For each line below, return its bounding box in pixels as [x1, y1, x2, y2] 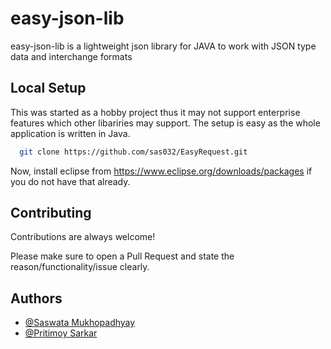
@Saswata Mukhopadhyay [24, 317, 136, 329]
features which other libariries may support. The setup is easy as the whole [10, 117, 321, 129]
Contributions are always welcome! [10, 231, 156, 243]
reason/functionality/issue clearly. [10, 261, 150, 273]
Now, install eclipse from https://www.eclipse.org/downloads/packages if [10, 165, 313, 177]
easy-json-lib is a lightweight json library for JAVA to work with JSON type [10, 40, 317, 52]
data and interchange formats [10, 50, 133, 62]
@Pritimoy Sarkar [24, 327, 98, 339]
